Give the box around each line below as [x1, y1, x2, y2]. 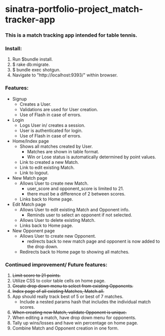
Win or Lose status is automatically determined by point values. [27, 154, 157, 160]
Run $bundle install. [12, 56, 53, 63]
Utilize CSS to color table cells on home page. [12, 278, 106, 283]
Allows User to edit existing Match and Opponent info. [19, 206, 130, 212]
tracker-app [5, 14, 55, 25]
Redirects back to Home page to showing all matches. [19, 249, 130, 255]
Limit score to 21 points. [12, 272, 61, 278]
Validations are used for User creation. [19, 106, 98, 112]
